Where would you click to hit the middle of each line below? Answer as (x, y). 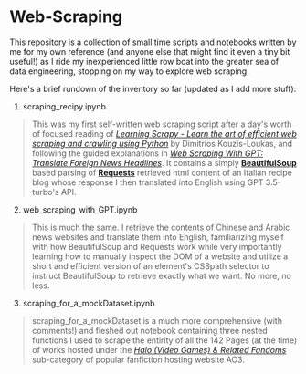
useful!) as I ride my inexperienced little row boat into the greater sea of (144, 61)
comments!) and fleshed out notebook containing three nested (149, 330)
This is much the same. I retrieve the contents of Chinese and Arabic (161, 227)
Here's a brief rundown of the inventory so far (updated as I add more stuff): (153, 88)
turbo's (45, 192)
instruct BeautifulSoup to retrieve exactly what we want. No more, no (162, 275)
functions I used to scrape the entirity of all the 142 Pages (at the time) (164, 340)
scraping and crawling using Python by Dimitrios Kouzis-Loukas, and (162, 143)
